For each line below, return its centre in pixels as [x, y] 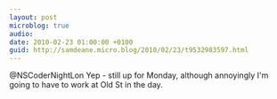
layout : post [33, 17]
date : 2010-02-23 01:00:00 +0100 [71, 42]
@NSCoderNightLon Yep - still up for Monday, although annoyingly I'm [139, 75]
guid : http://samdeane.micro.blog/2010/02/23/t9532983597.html [129, 50]
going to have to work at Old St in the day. [86, 85]
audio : [21, 34]
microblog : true [39, 26]
